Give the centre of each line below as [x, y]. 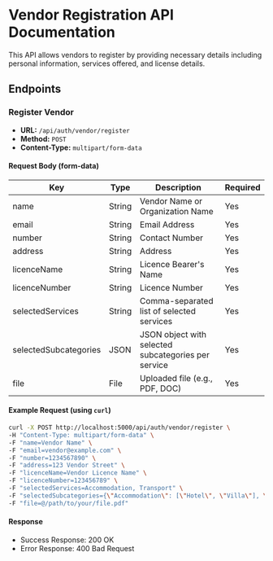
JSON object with [173, 334]
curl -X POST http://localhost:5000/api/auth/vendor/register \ [119, 428]
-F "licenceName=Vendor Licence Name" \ [78, 473]
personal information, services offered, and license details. [107, 64]
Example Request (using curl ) [60, 410]
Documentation [62, 32]
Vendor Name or [171, 201]
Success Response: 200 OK [67, 540]
